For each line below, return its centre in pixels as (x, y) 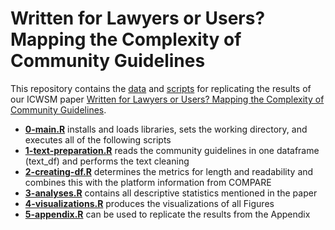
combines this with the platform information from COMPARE (148, 182)
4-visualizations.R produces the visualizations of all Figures (149, 203)
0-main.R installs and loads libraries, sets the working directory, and (166, 129)
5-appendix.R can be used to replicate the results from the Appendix (167, 214)
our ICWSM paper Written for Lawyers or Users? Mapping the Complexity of (167, 99)
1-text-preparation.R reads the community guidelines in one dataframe (172, 150)
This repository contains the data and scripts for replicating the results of (161, 88)
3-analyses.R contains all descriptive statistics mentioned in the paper (171, 193)
